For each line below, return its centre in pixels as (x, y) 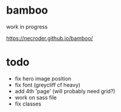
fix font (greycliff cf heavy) (47, 85)
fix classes (28, 104)
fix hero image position (43, 78)
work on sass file (36, 97)
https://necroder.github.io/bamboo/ (50, 38)
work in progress (27, 27)
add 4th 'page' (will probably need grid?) (65, 91)
